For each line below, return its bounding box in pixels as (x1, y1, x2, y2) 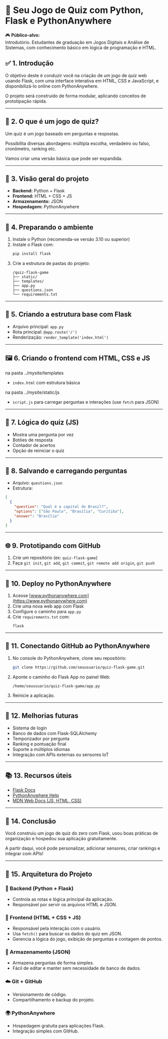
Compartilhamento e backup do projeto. (12, 996, 95, 1002)
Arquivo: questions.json (12, 480, 62, 486)
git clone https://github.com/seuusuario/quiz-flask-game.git (12, 665, 145, 670)
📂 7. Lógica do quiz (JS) (5, 418, 79, 427)
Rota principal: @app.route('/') (12, 329, 77, 335)
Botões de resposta (12, 437, 53, 443)
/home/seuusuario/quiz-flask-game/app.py (12, 683, 100, 688)
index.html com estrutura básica (12, 379, 80, 385)
